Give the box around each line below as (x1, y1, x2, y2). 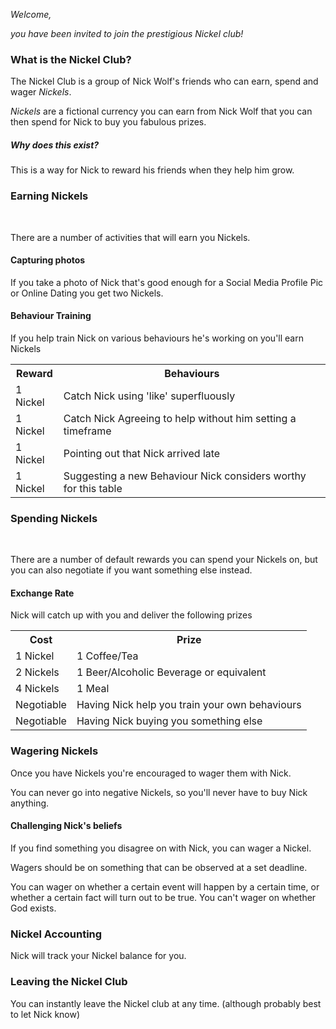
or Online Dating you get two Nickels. (10, 287, 164, 299)
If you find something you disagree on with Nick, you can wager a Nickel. (10, 842, 312, 854)
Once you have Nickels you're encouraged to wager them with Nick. (10, 767, 292, 779)
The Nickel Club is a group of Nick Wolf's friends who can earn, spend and (10, 75, 319, 88)
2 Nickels (15, 665, 60, 679)
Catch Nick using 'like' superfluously (63, 389, 236, 403)
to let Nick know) (10, 1008, 81, 1020)
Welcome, (10, 9, 52, 20)
